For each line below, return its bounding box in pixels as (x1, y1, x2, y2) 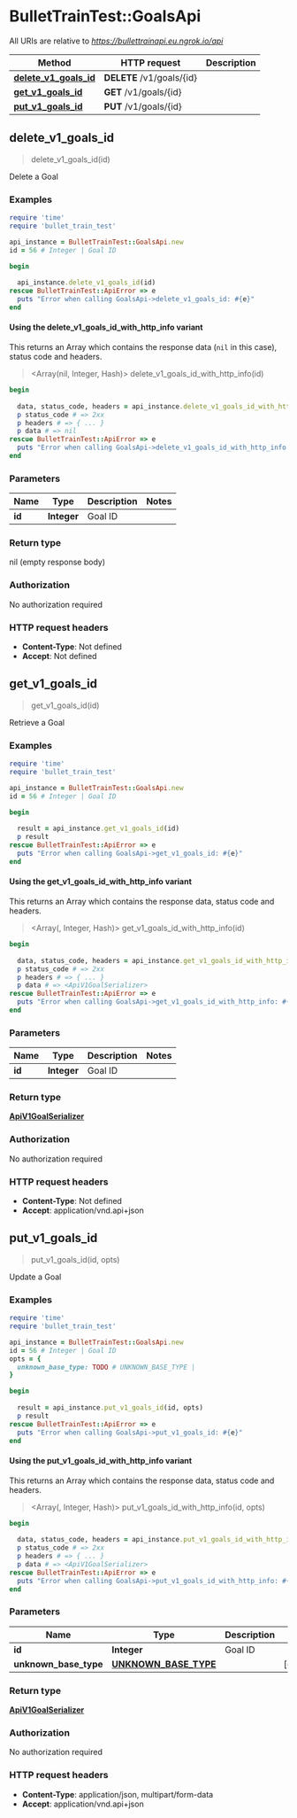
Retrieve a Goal (9, 717, 65, 727)
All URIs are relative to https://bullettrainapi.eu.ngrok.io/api (9, 35, 224, 46)
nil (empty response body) (9, 556, 106, 568)
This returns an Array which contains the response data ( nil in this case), (9, 342, 278, 352)
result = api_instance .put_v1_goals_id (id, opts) (17, 1403, 203, 1412)
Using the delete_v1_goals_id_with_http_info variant (9, 322, 203, 333)
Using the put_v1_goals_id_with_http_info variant (9, 1456, 193, 1466)
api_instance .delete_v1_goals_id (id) (17, 278, 156, 287)
